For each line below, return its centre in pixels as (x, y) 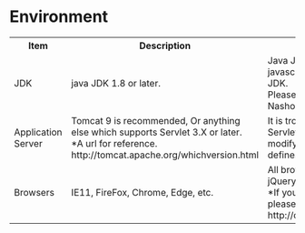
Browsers (34, 192)
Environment (59, 17)
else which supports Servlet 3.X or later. (157, 132)
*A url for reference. (114, 143)
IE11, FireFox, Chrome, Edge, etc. (143, 192)
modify (282, 143)
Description (165, 46)
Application (38, 132)
